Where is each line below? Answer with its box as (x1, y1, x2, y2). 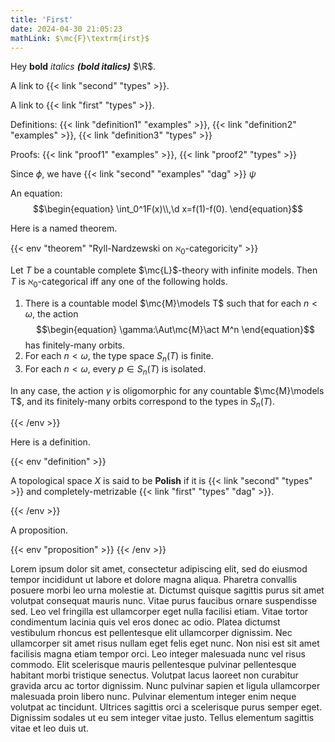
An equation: (10, 187, 63, 200)
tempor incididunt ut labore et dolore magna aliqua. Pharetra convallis (10, 574, 298, 586)
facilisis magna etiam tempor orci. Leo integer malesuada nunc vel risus (10, 648, 306, 660)
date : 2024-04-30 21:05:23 (10, 24, 123, 34)
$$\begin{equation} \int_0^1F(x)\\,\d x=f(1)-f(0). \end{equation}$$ (32, 203, 304, 215)
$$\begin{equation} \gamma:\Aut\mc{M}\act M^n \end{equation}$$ (35, 323, 315, 335)
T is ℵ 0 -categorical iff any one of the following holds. (10, 276, 228, 290)
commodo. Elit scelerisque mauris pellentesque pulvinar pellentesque (10, 659, 297, 671)
